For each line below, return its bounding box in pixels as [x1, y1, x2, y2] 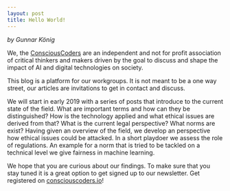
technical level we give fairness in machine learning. [7, 148, 155, 157]
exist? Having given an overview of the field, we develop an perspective [7, 126, 211, 135]
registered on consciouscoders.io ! [7, 176, 104, 184]
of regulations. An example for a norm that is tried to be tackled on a [7, 141, 200, 149]
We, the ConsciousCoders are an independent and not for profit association [7, 49, 222, 57]
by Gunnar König [7, 35, 55, 43]
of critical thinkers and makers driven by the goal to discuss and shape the [7, 56, 218, 64]
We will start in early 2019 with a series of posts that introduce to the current [7, 97, 224, 105]
